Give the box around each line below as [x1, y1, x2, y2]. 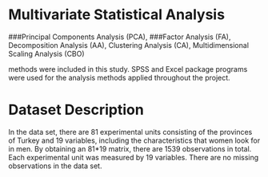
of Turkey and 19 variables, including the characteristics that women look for [8, 136, 261, 145]
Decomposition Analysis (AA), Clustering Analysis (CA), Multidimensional [8, 40, 250, 49]
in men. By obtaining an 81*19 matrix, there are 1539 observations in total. [8, 144, 252, 153]
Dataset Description [8, 101, 144, 119]
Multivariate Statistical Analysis [8, 6, 226, 24]
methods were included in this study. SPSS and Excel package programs [8, 64, 248, 73]
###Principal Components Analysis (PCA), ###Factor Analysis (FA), [8, 32, 231, 41]
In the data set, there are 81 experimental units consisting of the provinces [8, 127, 253, 136]
